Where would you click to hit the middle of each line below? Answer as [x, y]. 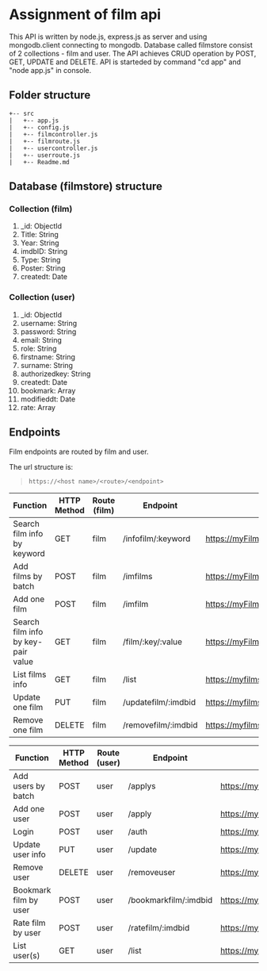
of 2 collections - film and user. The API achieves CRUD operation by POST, [133, 53]
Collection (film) [41, 209]
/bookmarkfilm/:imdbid [170, 900]
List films [30, 674]
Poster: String [43, 268]
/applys [142, 785]
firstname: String [48, 357]
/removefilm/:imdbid [160, 725]
